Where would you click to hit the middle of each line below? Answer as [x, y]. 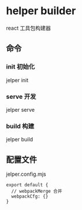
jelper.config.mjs [26, 174]
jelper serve [20, 109]
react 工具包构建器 [28, 28]
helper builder [41, 11]
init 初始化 [20, 67]
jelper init [17, 80]
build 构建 [20, 126]
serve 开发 [21, 96]
